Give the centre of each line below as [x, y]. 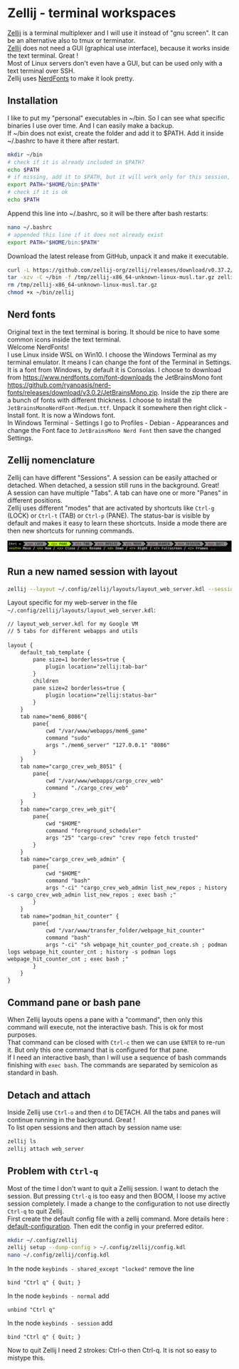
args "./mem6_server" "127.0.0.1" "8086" [108, 745]
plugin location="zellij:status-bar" [101, 696]
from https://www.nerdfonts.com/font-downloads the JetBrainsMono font [115, 377]
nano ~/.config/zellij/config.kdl [59, 1255]
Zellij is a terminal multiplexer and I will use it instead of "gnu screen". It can [118, 33]
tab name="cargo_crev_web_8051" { [71, 767]
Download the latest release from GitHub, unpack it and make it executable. [118, 256]
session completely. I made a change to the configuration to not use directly [119, 1204]
